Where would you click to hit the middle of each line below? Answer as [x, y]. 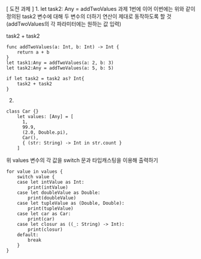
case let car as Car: [44, 214]
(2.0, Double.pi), [45, 133]
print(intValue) [48, 187]
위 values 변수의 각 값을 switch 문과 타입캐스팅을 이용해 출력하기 [82, 160]
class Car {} [22, 111]
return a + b [33, 52]
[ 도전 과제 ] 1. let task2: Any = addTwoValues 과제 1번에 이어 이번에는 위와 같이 [101, 9]
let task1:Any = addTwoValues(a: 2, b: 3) [60, 63]
